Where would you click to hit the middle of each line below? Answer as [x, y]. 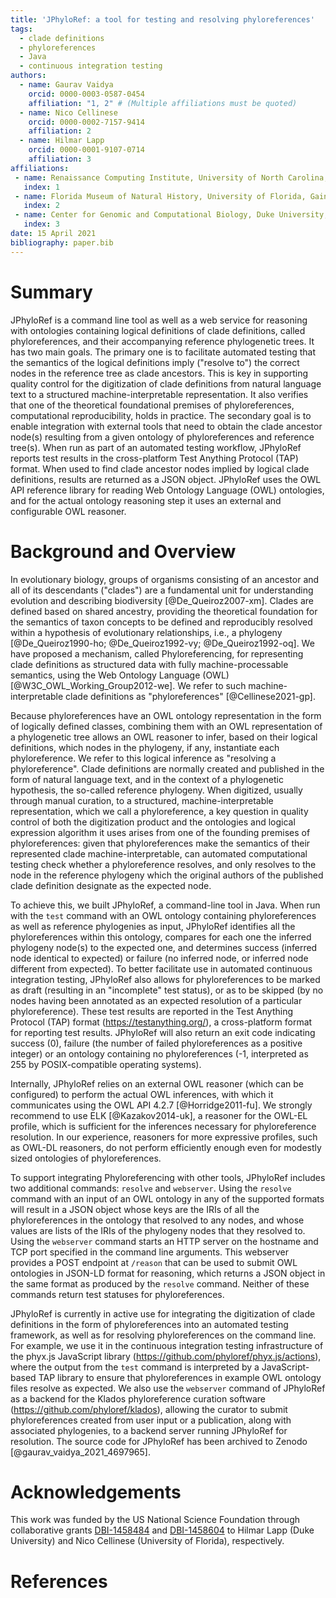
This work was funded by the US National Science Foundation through [155, 1520]
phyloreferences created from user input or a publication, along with [151, 1420]
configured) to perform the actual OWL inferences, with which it [142, 1094]
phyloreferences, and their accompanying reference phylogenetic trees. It [162, 341]
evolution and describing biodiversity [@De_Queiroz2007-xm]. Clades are [162, 600]
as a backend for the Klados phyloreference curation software [138, 1398]
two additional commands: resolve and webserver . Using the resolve [151, 1188]
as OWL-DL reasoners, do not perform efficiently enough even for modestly [166, 1147]
